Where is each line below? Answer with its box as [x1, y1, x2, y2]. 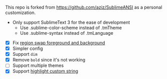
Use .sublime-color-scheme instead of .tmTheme [20, 25, 122, 31]
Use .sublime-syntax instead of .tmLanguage [20, 30, 114, 36]
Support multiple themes [12, 62, 64, 68]
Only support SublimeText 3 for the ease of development [12, 20, 130, 25]
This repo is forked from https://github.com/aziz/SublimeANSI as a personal [5, 5, 162, 10]
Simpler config [12, 45, 43, 52]
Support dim [12, 51, 38, 57]
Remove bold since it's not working [12, 57, 86, 63]
